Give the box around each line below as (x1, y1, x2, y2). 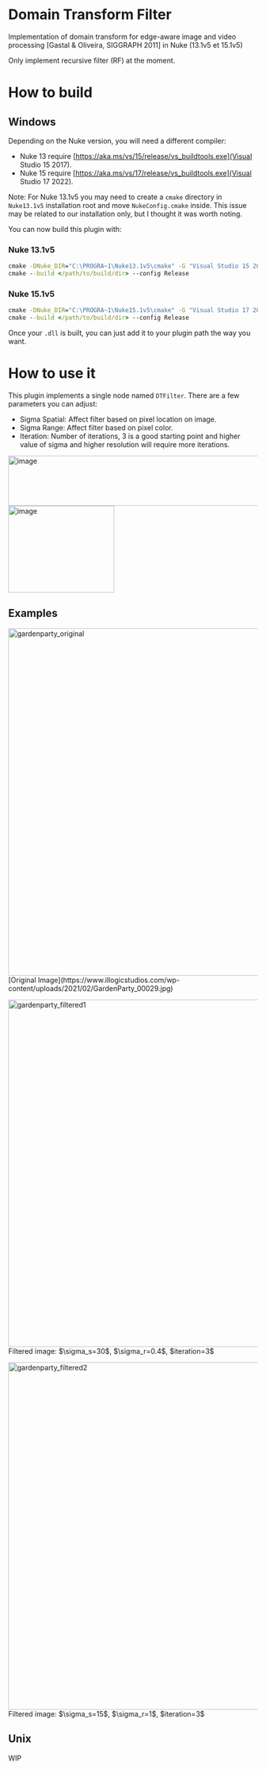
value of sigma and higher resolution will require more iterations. (19, 439, 230, 449)
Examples (8, 607, 58, 620)
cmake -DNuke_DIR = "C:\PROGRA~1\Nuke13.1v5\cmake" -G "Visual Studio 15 (8, 262, 249, 271)
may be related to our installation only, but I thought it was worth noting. (8, 209, 243, 218)
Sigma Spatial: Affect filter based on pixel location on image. (19, 414, 217, 424)
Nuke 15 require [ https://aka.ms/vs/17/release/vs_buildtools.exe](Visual (19, 168, 252, 178)
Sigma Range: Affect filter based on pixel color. (19, 422, 173, 432)
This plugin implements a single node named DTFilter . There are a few (8, 391, 240, 400)
